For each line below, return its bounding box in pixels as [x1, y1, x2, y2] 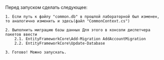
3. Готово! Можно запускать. [5, 50, 67, 55]
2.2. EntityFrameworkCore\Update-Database [14, 41, 105, 46]
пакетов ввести [5, 32, 37, 37]
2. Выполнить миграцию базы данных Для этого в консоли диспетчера [5, 27, 151, 33]
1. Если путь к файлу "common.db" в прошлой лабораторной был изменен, [5, 14, 159, 19]
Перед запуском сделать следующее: [5, 5, 88, 10]
